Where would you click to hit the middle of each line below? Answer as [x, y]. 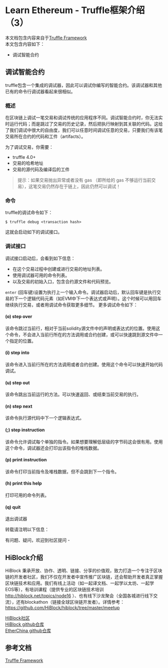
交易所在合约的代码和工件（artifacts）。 [45, 137]
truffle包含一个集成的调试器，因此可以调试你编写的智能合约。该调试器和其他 [84, 85]
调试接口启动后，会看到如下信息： [40, 258]
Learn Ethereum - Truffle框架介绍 [75, 10]
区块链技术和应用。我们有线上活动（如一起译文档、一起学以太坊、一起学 [79, 583]
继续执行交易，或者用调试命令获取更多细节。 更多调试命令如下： [71, 305]
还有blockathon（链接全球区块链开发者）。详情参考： [70, 602]
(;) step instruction [25, 430]
